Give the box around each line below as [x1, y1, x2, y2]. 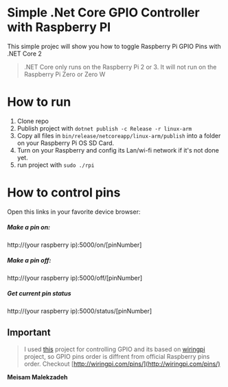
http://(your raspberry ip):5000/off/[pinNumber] [7, 274, 143, 282]
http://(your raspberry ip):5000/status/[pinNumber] [7, 307, 152, 315]
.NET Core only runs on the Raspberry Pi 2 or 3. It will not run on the [23, 63, 217, 71]
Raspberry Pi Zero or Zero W [23, 70, 106, 78]
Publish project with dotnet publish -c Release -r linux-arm [16, 124, 192, 132]
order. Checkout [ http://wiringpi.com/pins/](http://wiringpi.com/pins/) [23, 360, 220, 368]
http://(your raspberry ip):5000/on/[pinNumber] [7, 241, 142, 249]
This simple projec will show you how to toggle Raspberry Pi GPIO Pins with [7, 42, 221, 50]
